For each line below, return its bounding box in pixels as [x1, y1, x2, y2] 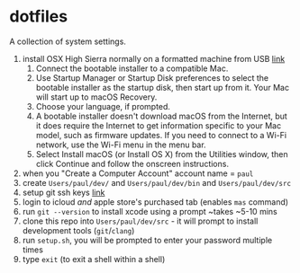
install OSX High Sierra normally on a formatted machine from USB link [22, 53, 286, 64]
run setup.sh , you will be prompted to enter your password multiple [22, 234, 273, 245]
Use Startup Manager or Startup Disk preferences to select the [35, 72, 268, 83]
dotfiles [9, 6, 68, 27]
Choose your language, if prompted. [35, 101, 171, 111]
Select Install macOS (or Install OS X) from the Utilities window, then [35, 148, 288, 159]
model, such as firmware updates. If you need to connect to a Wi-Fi [35, 129, 286, 140]
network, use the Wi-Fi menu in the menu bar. [35, 139, 206, 150]
